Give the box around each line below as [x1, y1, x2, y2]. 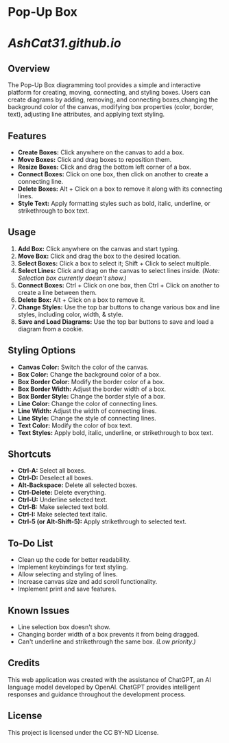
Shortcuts [8, 449, 51, 460]
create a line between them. [17, 288, 97, 296]
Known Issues [8, 604, 70, 616]
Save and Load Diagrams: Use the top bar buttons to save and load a [17, 317, 215, 326]
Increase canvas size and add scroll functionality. [17, 578, 158, 586]
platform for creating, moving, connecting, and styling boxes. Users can [8, 89, 211, 97]
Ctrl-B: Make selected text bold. [17, 503, 109, 511]
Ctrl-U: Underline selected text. [17, 495, 108, 504]
